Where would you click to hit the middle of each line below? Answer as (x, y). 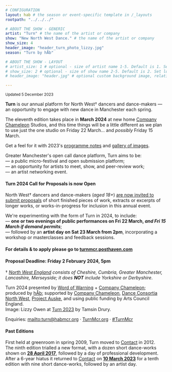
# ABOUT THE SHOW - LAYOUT (34, 62)
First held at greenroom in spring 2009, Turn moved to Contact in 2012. (80, 342)
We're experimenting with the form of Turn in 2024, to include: (71, 216)
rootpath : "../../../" (29, 19)
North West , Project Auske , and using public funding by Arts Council (77, 299)
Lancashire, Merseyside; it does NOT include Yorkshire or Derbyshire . (79, 278)
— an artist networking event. (36, 172)
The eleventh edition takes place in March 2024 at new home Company (81, 119)
